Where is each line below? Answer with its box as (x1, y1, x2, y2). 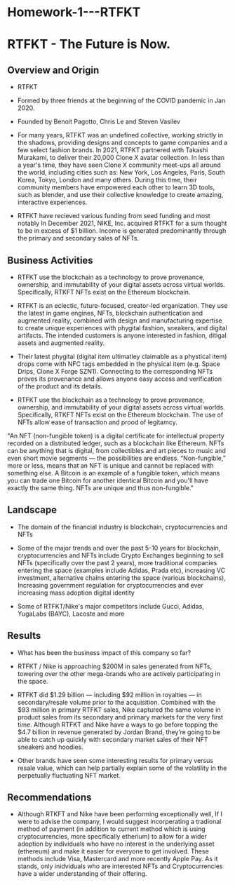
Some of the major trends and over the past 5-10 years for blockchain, (17, 543, 221, 552)
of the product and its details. (17, 382, 103, 390)
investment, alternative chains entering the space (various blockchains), (17, 573, 226, 582)
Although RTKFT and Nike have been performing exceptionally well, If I (17, 810, 223, 818)
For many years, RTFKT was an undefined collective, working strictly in (17, 131, 223, 140)
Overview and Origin (7, 64, 100, 76)
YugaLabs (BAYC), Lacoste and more (17, 609, 125, 618)
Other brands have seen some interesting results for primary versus (17, 756, 214, 764)
